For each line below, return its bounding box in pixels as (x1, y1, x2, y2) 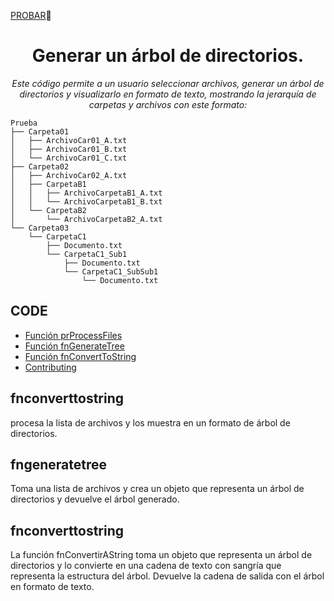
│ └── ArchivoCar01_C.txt (10, 153, 128, 163)
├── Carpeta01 (10, 126, 70, 137)
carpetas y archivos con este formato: (88, 98, 248, 110)
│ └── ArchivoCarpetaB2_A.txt (10, 214, 163, 224)
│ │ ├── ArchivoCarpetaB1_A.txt (10, 188, 163, 198)
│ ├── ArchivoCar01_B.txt (10, 144, 128, 154)
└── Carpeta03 (10, 223, 70, 233)
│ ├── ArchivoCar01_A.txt (10, 135, 128, 145)
